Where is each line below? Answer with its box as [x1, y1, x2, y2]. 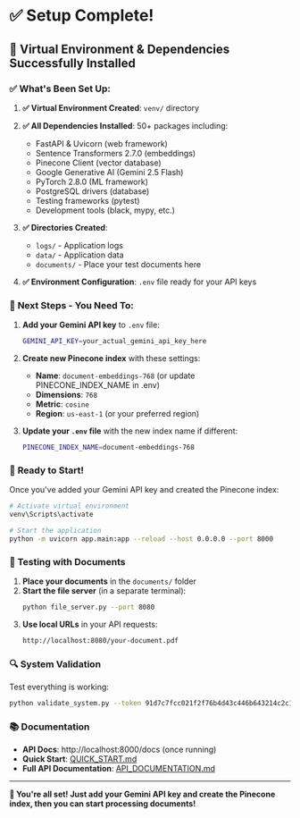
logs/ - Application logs [35, 240, 123, 250]
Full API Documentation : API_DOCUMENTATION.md [21, 763, 216, 774]
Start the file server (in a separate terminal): [21, 586, 187, 596]
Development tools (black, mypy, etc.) [35, 205, 176, 215]
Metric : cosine [35, 399, 89, 409]
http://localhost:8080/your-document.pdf [21, 636, 179, 645]
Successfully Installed [9, 55, 137, 71]
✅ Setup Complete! [9, 5, 154, 26]
